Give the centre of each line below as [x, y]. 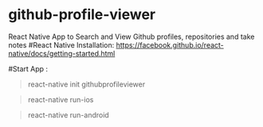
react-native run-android [68, 115]
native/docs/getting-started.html [62, 53]
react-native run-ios [61, 99]
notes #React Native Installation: [61, 44]
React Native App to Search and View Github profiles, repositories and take [131, 37]
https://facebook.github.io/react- [170, 44]
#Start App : [28, 68]
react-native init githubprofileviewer [86, 84]
